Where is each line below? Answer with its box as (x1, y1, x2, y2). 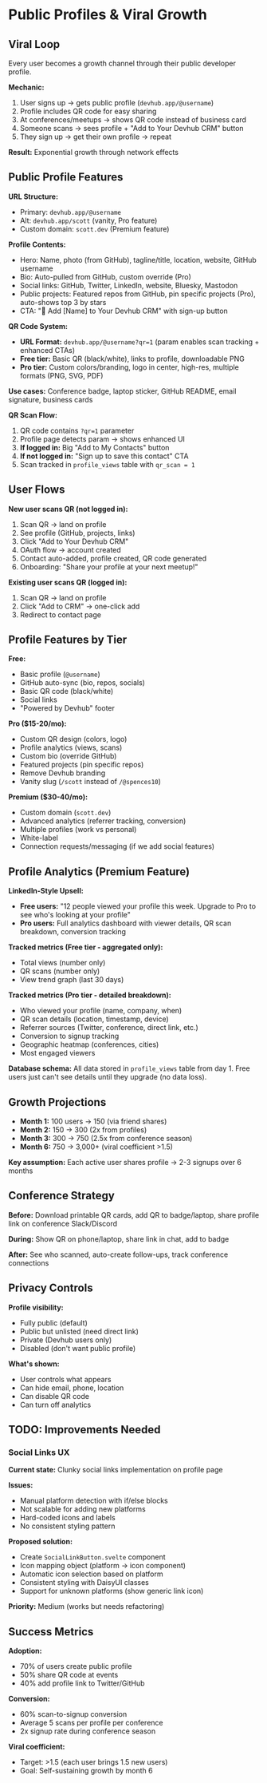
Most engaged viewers (19, 1048, 96, 1058)
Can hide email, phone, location (19, 1383, 124, 1393)
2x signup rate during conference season (19, 1726, 156, 1736)
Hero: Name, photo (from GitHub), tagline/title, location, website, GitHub (19, 255, 257, 264)
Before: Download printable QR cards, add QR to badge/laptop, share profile (8, 1210, 260, 1219)
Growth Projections (8, 1096, 107, 1109)
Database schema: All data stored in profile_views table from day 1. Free (8, 1064, 250, 1073)
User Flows (8, 483, 65, 497)
